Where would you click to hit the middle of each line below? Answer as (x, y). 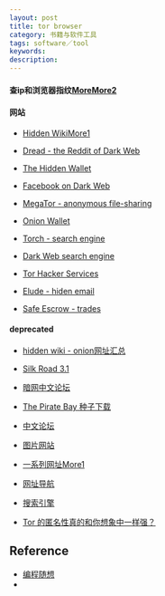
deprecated (32, 329)
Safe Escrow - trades (62, 308)
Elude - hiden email (58, 291)
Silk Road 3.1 (46, 369)
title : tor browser (46, 26)
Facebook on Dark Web (66, 186)
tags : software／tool (49, 43)
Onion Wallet (46, 221)
